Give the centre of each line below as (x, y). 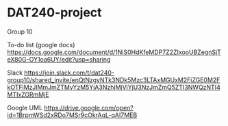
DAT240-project (54, 13)
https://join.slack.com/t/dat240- (69, 73)
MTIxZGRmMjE (28, 94)
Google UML (25, 108)
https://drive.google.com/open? (89, 108)
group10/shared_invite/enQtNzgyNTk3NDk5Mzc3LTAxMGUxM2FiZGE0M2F (114, 79)
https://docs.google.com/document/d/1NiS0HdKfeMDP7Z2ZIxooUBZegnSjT (114, 52)
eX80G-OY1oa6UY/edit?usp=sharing (59, 59)
